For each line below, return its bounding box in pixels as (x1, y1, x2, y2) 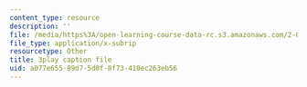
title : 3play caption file (9, 55, 112, 64)
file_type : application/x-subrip (9, 38, 137, 48)
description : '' (9, 22, 71, 31)
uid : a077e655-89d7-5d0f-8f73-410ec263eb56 (9, 64, 178, 73)
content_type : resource (9, 13, 101, 23)
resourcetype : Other (9, 47, 89, 56)
